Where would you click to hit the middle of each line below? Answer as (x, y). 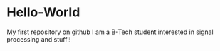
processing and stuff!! (39, 39)
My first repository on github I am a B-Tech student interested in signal (110, 32)
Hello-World (43, 12)
